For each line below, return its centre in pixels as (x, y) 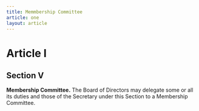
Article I (26, 53)
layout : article (27, 23)
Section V (25, 76)
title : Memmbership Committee (45, 12)
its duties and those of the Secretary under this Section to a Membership (97, 96)
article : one (23, 18)
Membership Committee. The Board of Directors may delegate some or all (100, 90)
